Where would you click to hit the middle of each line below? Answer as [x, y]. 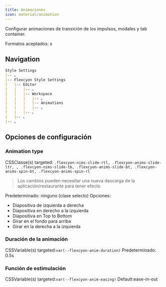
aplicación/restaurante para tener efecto [59, 186]
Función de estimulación [36, 268]
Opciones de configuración [48, 137]
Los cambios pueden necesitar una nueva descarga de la [76, 180]
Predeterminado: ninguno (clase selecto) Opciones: [58, 195]
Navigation [22, 59]
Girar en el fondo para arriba [42, 221]
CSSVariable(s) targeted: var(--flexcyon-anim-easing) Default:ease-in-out [82, 279]
